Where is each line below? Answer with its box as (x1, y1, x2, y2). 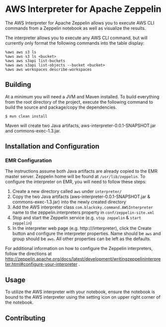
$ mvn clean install (5, 114, 48, 119)
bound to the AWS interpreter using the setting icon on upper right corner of (5, 294, 161, 300)
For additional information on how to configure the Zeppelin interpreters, (5, 246, 153, 252)
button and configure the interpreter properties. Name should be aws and (12, 231, 161, 237)
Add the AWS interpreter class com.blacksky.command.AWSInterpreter (12, 204, 153, 210)
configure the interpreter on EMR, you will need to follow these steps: (5, 179, 147, 185)
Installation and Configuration (5, 142, 100, 151)
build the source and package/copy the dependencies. (5, 104, 117, 110)
